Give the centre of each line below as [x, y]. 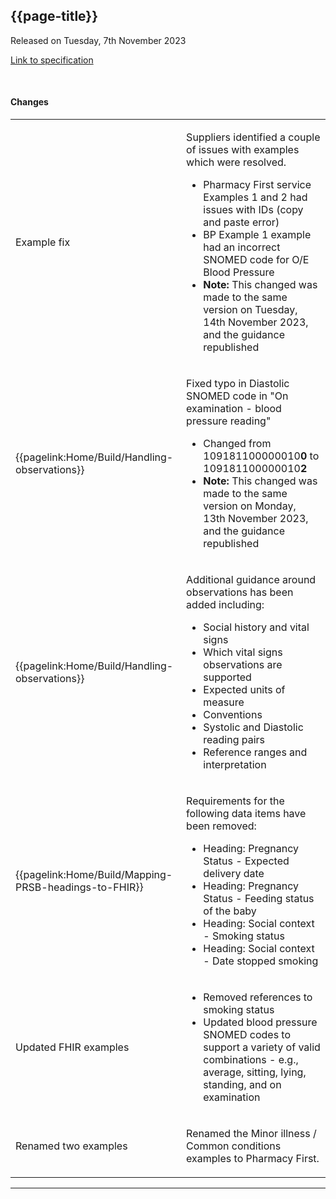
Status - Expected [246, 861]
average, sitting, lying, [255, 1072]
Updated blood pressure [260, 1022]
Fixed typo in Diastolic [238, 384]
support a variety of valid [262, 1047]
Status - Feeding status [259, 899]
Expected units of [244, 690]
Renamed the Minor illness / [251, 1134]
